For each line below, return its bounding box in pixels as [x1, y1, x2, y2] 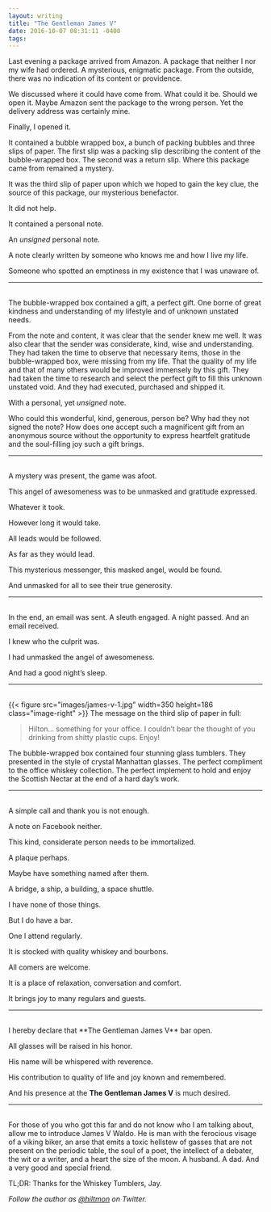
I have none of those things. [8, 900, 102, 910]
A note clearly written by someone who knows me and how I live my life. [8, 250, 248, 260]
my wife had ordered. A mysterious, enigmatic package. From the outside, [8, 65, 254, 75]
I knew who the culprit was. [8, 637, 100, 646]
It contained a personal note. [8, 219, 104, 229]
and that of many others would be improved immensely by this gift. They [8, 365, 249, 375]
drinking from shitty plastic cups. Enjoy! [27, 733, 160, 743]
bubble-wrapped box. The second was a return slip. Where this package [8, 155, 250, 165]
